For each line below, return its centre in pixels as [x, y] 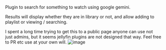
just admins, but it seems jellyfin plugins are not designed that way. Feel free [83, 37]
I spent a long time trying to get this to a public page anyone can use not [79, 31]
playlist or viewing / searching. [36, 22]
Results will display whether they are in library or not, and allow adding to [80, 17]
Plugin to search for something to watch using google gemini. [68, 7]
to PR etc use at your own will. [36, 42]
